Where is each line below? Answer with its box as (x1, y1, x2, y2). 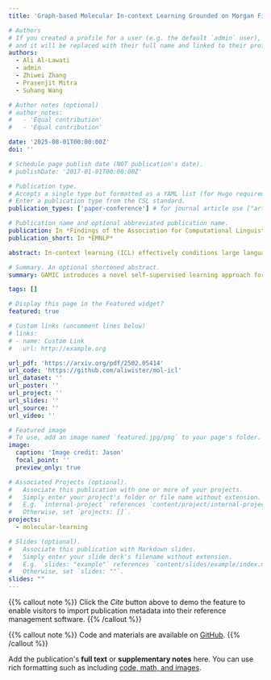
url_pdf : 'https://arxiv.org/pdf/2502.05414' (8, 359, 164, 367)
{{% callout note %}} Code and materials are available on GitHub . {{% (8, 630, 240, 640)
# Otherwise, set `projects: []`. (8, 508, 131, 516)
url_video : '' (8, 411, 56, 419)
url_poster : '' (8, 382, 60, 390)
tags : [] (8, 286, 38, 294)
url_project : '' (8, 389, 63, 397)
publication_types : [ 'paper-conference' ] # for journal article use (8, 205, 244, 213)
